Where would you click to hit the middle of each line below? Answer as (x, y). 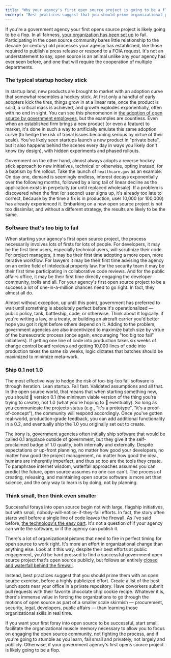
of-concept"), (20, 413)
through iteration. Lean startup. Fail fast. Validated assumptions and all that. (84, 386)
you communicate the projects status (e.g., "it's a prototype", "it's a (76, 408)
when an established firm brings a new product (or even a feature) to (78, 124)
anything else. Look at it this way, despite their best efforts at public (76, 549)
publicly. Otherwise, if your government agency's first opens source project (84, 644)
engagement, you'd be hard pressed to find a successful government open (84, 554)
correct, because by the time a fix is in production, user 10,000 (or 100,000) (84, 198)
